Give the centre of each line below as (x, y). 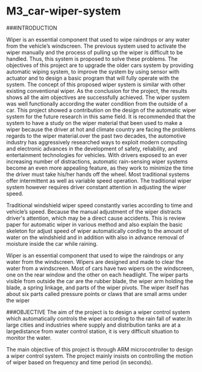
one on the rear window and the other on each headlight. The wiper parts (97, 274)
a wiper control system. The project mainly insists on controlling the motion (99, 356)
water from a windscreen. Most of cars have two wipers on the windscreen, (100, 268)
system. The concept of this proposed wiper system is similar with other (96, 84)
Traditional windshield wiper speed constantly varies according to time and (99, 205)
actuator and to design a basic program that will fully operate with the (93, 78)
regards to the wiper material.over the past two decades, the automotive (96, 136)
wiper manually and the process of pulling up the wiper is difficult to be (95, 52)
